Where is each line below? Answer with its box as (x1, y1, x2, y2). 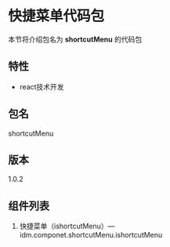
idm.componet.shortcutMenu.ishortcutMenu (19, 231, 163, 240)
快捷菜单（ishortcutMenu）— (19, 221, 115, 231)
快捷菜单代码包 (8, 7, 105, 25)
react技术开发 (19, 82, 64, 91)
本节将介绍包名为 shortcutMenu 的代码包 (8, 35, 143, 44)
